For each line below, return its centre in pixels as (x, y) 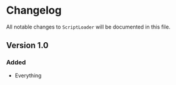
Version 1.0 (27, 45)
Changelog (34, 10)
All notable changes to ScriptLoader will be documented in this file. (88, 27)
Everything (28, 75)
